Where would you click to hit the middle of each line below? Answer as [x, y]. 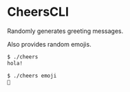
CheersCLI [38, 12]
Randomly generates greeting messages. [65, 31]
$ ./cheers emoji [32, 76]
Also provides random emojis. [49, 44]
